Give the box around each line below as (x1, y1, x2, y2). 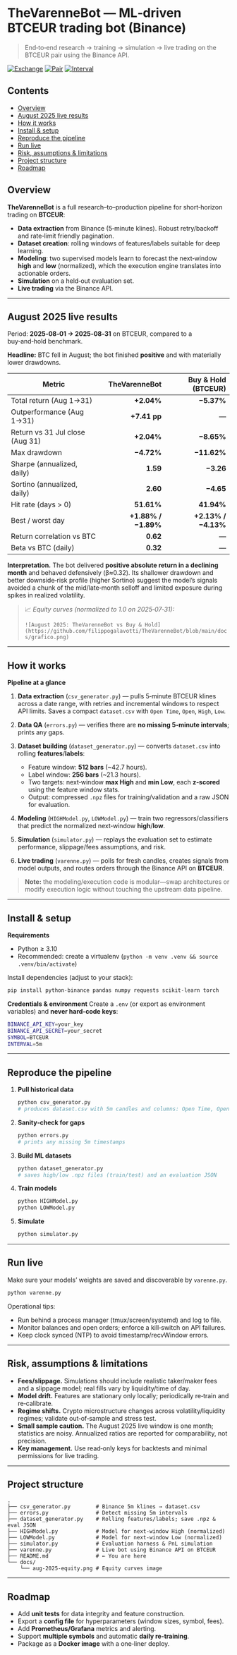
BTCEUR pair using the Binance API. (24, 51, 130, 59)
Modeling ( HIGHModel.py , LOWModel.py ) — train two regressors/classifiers (17, 814, 229, 823)
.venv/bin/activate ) (17, 959, 78, 968)
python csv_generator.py (17, 1099, 91, 1106)
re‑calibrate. (17, 1399, 54, 1407)
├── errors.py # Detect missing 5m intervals (7, 1510, 188, 1517)
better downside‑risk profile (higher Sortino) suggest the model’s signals (7, 576, 218, 585)
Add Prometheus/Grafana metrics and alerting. (17, 1625, 157, 1633)
